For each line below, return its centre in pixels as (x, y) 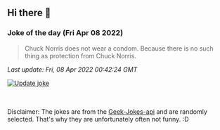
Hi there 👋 (29, 13)
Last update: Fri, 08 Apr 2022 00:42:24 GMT (72, 69)
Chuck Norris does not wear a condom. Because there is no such (119, 48)
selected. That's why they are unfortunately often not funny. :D (98, 119)
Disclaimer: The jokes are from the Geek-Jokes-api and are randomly (107, 111)
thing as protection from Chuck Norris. (80, 56)
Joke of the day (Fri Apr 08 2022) (65, 33)
